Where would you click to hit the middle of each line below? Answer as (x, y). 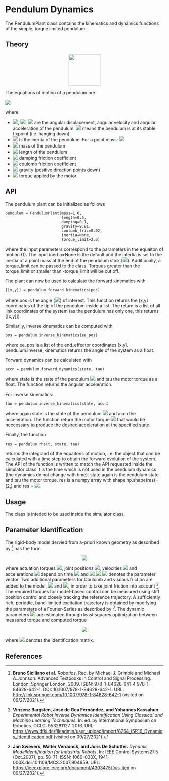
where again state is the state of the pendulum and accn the (71, 413)
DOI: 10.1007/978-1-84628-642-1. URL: (83, 689)
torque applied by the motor (48, 176)
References (24, 656)
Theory (17, 45)
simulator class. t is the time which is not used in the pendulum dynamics (81, 469)
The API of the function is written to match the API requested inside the (79, 464)
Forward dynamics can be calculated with (49, 360)
